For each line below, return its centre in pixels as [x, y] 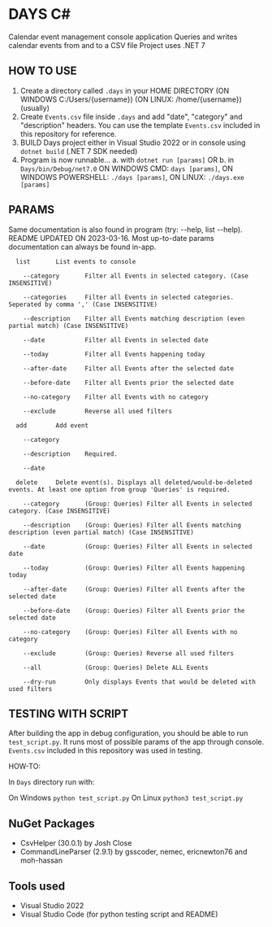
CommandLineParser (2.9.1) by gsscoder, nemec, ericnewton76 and [134, 852]
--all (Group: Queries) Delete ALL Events [116, 667]
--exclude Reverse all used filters [98, 411]
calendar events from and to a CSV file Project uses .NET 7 [107, 45]
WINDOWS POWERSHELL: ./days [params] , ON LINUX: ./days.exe [132, 177]
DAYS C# [40, 14]
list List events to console [76, 261]
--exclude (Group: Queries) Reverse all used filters [128, 653]
